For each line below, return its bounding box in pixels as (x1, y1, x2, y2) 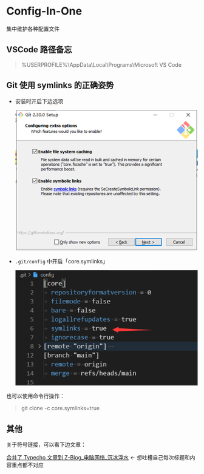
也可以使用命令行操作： (6, 393, 65, 400)
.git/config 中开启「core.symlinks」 (15, 257, 108, 265)
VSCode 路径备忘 (6, 44, 72, 55)
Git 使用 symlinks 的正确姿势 (6, 80, 114, 90)
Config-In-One (6, 4, 83, 18)
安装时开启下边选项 (15, 97, 64, 104)
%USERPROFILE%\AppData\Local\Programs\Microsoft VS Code (21, 61, 182, 68)
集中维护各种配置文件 (6, 25, 59, 32)
